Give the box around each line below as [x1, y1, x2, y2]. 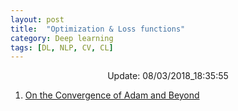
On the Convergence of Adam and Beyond [24, 89, 200, 101]
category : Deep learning [10, 33, 114, 43]
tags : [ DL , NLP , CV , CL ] [10, 42, 114, 53]
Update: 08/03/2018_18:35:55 [107, 70, 229, 82]
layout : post [10, 14, 65, 25]
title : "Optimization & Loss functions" [10, 24, 186, 34]
